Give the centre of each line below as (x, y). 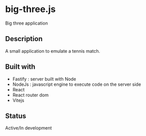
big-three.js (31, 9)
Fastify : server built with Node (44, 79)
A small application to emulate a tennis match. (53, 51)
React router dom (31, 95)
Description (24, 39)
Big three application (27, 23)
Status (16, 116)
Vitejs (18, 100)
